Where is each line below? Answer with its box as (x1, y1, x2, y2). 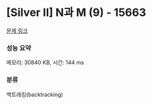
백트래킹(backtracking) (6, 91, 63, 98)
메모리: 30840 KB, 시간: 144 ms (6, 59, 85, 66)
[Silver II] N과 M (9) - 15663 (6, 6, 146, 20)
